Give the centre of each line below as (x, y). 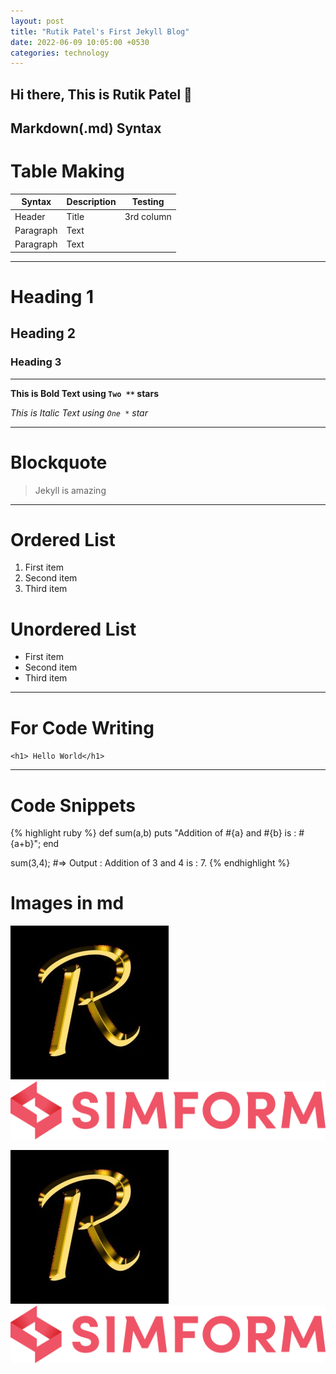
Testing (148, 202)
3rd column (148, 216)
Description (91, 202)
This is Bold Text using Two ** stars (85, 393)
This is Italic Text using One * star (79, 412)
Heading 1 (52, 296)
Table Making (67, 171)
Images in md (67, 903)
